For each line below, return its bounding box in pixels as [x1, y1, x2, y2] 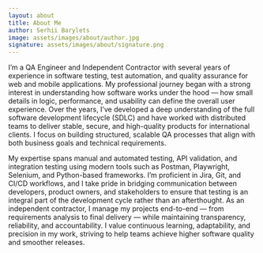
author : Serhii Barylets [8, 26, 90, 34]
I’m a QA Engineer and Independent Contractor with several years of [8, 62, 231, 72]
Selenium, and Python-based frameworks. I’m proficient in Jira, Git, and [8, 171, 242, 180]
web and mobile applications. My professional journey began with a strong [8, 80, 251, 89]
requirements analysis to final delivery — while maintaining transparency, [8, 213, 246, 222]
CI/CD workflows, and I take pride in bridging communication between [8, 179, 238, 188]
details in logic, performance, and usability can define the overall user [8, 96, 235, 106]
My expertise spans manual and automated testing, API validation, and [8, 153, 238, 163]
